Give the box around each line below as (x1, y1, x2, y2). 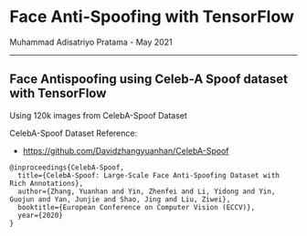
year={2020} (17, 210, 64, 220)
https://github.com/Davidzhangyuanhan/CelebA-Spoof (22, 145, 229, 156)
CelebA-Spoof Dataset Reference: (9, 128, 138, 139)
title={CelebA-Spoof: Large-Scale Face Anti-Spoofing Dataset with (17, 170, 281, 180)
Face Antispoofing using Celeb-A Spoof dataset (9, 71, 288, 87)
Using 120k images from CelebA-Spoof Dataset (9, 109, 187, 120)
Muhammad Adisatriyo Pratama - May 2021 (9, 36, 173, 47)
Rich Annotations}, (9, 179, 84, 188)
